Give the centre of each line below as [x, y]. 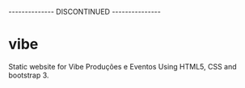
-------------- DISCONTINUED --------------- [85, 12]
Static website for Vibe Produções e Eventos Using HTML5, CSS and [122, 66]
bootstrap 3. [29, 75]
